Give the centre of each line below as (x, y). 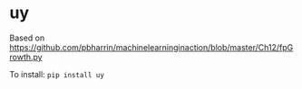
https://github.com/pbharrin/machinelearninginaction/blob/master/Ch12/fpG (151, 47)
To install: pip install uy (57, 74)
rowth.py (26, 57)
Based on (27, 38)
